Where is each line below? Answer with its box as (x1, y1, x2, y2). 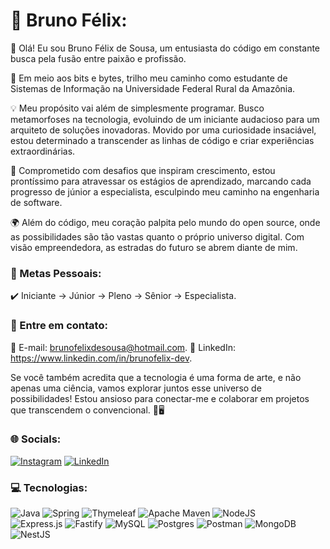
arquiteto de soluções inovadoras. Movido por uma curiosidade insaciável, (10, 124, 317, 136)
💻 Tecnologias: (10, 480, 88, 494)
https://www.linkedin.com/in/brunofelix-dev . (10, 352, 193, 364)
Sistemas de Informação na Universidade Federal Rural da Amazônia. (10, 82, 296, 94)
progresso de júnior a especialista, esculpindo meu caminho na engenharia (10, 185, 320, 198)
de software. (10, 196, 63, 208)
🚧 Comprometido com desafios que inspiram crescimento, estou (10, 164, 276, 176)
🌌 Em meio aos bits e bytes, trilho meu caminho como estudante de (10, 72, 288, 84)
